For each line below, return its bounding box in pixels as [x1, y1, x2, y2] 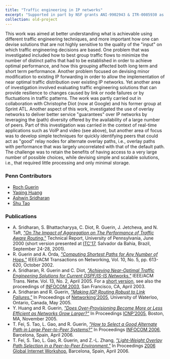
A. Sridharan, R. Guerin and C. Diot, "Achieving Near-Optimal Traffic [12, 267, 155, 273]
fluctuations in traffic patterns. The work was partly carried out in [5, 95, 142, 101]
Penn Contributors [5, 173, 52, 180]
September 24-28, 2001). [12, 246, 66, 252]
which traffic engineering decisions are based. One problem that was [5, 47, 149, 53]
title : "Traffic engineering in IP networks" [5, 7, 103, 13]
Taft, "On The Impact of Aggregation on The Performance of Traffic [12, 229, 154, 235]
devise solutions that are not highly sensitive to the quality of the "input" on [5, 42, 162, 48]
